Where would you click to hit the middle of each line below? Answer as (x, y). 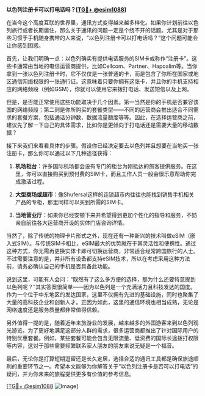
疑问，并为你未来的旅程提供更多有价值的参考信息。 (70, 374)
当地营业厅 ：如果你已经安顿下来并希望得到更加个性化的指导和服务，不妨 (106, 215)
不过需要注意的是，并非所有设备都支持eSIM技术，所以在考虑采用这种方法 (98, 258)
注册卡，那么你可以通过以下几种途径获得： (60, 153)
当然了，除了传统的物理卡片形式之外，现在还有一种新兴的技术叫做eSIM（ (98, 236)
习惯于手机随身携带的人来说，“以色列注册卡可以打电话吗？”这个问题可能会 (105, 38)
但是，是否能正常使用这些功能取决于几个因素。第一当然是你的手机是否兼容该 (103, 102)
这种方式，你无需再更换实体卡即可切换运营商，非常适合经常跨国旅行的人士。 (103, 251)
